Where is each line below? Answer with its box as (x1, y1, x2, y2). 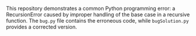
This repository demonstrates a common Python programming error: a (6, 5, 176, 12)
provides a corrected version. (6, 23, 77, 30)
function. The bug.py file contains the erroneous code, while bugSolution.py (6, 17, 189, 24)
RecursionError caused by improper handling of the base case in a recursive (6, 11, 190, 18)
